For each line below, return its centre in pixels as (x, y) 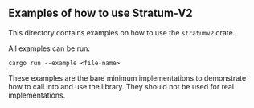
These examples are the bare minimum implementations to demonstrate (127, 78)
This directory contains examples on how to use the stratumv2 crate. (122, 32)
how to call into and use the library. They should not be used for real (121, 86)
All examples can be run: (49, 48)
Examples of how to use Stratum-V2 (100, 13)
